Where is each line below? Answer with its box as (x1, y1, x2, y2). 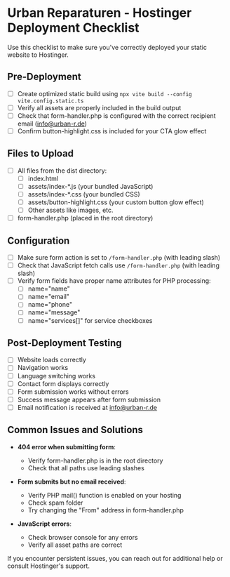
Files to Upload (7, 147, 74, 159)
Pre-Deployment (7, 71, 82, 83)
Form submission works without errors (17, 387, 129, 396)
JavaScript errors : (17, 519, 72, 528)
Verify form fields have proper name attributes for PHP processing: (17, 277, 212, 285)
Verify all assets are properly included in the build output (17, 103, 182, 112)
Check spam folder (27, 498, 83, 507)
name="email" (27, 293, 70, 301)
